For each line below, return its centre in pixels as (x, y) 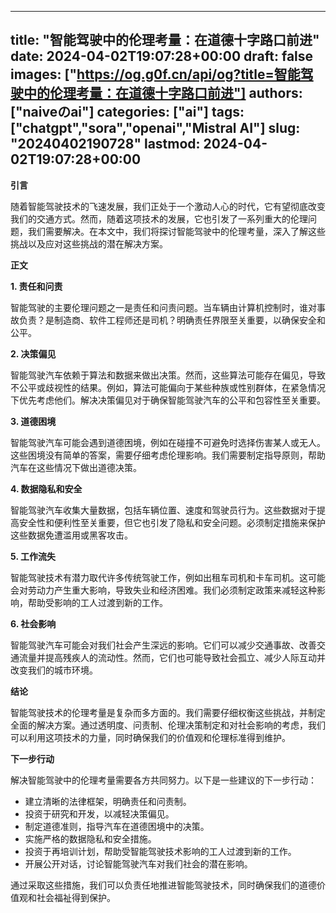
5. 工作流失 (33, 556)
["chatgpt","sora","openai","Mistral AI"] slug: (155, 128)
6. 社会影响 (33, 623)
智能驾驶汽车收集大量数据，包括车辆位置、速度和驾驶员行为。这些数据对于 (163, 510)
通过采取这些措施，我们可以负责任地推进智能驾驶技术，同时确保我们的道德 (163, 885)
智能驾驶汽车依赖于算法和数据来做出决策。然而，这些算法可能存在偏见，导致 (168, 375)
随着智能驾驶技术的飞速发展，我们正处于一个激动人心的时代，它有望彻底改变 (168, 206)
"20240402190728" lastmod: (105, 144)
